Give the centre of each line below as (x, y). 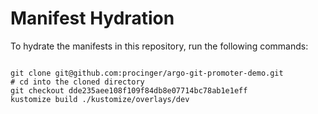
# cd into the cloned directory (77, 82)
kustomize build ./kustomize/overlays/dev (100, 99)
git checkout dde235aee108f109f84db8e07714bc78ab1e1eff (129, 90)
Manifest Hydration (92, 18)
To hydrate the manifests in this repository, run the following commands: (159, 46)
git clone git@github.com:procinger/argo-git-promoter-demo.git (147, 73)
